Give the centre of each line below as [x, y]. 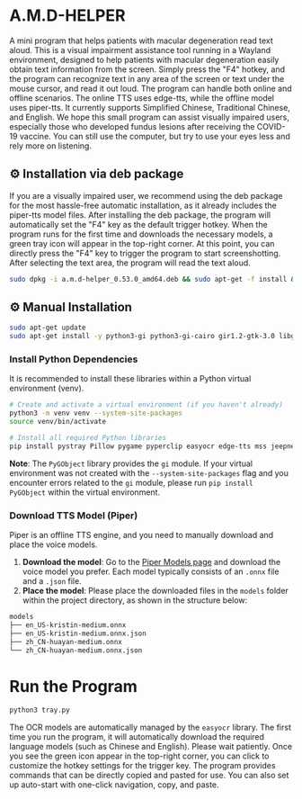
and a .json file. [52, 581]
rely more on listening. [51, 146]
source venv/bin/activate [58, 422]
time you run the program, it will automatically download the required [137, 737]
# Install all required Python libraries [88, 438]
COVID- [271, 126]
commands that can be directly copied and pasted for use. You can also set [149, 776]
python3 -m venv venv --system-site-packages [96, 413]
